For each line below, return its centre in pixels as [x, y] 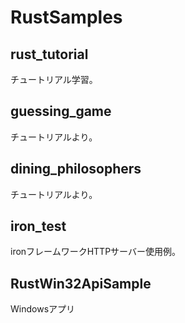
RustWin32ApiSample [81, 283]
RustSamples [66, 17]
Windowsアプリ [43, 309]
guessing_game [61, 111]
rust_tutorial [49, 54]
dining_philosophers [76, 169]
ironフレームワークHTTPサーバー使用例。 [95, 252]
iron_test [38, 226]
